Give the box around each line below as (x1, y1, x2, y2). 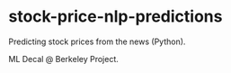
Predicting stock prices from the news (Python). (8, 36, 186, 47)
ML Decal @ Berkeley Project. (8, 53, 119, 64)
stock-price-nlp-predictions (8, 6, 223, 27)
